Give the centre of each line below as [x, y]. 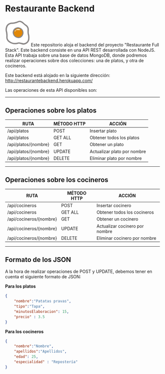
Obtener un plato [107, 145]
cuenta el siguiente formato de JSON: [43, 277]
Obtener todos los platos [115, 138]
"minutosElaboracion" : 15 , [41, 311]
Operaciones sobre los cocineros [57, 180]
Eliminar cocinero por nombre [126, 238]
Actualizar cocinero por [120, 226]
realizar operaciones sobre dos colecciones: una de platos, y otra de [74, 61]
